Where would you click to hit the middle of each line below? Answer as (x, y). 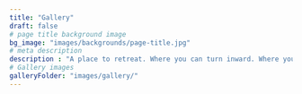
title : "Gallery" (42, 17)
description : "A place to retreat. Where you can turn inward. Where (144, 59)
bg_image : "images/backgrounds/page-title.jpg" (100, 43)
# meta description (46, 51)
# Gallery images (42, 68)
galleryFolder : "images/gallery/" (74, 76)
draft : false (34, 26)
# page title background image (68, 34)
